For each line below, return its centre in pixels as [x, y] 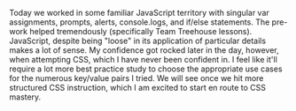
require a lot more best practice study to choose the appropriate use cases [146, 69]
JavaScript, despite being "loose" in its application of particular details [138, 41]
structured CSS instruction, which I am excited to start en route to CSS [138, 88]
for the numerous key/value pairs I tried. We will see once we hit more [136, 78]
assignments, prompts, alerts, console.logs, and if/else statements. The [140, 22]
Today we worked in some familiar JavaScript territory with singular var [140, 13]
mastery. [25, 97]
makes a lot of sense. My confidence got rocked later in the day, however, [144, 50]
